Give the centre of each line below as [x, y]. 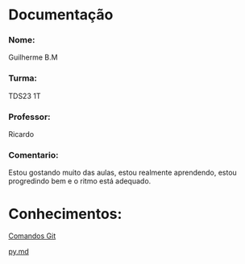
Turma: [23, 78]
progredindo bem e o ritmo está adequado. [80, 181]
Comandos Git [32, 236]
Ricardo [21, 134]
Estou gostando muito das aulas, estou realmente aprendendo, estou [123, 173]
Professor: [29, 117]
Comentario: [33, 155]
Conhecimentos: [65, 214]
